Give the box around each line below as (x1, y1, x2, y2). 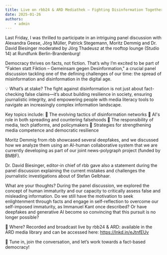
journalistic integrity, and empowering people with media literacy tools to (5, 96, 154, 102)
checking (5, 91, 24, 97)
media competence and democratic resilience (5, 127, 99, 133)
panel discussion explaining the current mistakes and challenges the (5, 168, 146, 174)
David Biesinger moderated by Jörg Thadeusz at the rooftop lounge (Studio (5, 45, 160, 51)
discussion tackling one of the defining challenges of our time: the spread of (5, 71, 162, 77)
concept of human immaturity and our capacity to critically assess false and (5, 188, 161, 194)
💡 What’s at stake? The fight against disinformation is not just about (5, 85, 143, 92)
